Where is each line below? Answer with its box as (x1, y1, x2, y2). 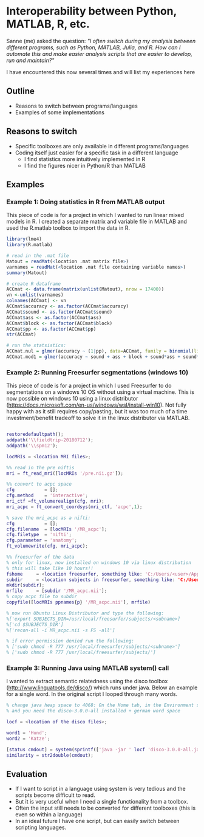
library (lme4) (6, 236, 42, 243)
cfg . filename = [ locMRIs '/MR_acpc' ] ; (6, 526, 107, 532)
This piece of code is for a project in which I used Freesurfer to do (6, 382, 172, 390)
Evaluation (6, 769, 47, 779)
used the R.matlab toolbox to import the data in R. (6, 224, 131, 232)
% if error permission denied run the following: (6, 638, 135, 644)
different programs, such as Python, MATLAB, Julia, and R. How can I (6, 44, 181, 51)
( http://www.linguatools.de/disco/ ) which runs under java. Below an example (6, 684, 198, 691)
